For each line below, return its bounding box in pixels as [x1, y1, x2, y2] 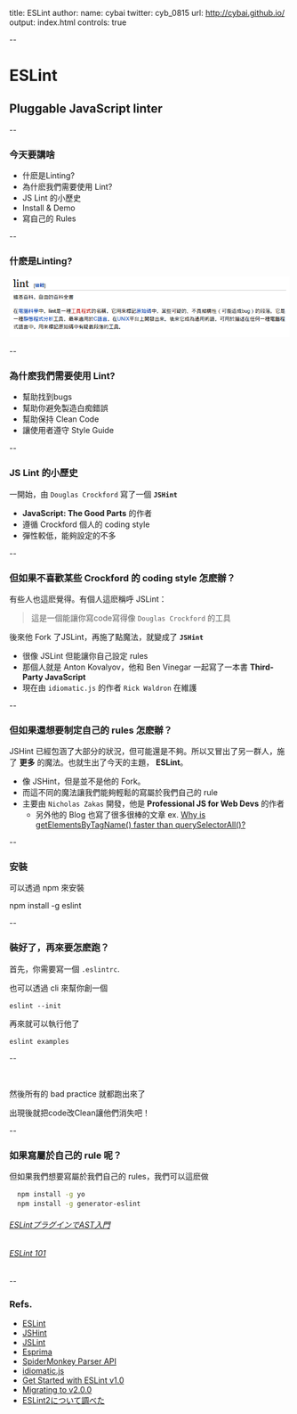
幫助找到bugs [21, 391, 73, 402]
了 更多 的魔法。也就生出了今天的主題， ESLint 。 [9, 757, 189, 768]
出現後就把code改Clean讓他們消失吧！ [9, 1107, 151, 1118]
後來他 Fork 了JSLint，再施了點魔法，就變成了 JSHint [9, 631, 205, 642]
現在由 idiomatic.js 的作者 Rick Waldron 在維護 [21, 682, 197, 693]
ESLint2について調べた [21, 1394, 105, 1405]
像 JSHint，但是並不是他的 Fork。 [21, 776, 146, 787]
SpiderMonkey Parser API [21, 1355, 117, 1367]
